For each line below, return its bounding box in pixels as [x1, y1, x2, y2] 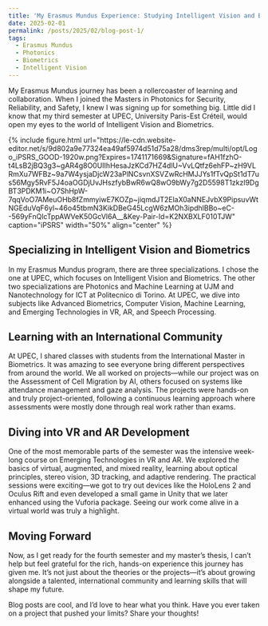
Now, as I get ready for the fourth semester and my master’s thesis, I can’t [8, 551, 251, 560]
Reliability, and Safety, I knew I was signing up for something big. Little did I [8, 102, 256, 112]
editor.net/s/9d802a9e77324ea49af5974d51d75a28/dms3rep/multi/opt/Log [8, 143, 258, 153]
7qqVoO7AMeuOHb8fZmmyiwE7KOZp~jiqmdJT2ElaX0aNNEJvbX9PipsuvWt [8, 194, 259, 204]
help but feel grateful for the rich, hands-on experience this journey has [8, 559, 244, 568]
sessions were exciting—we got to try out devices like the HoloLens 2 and [8, 480, 251, 490]
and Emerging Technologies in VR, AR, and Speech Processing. [8, 307, 217, 317]
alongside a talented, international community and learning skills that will [8, 576, 247, 585]
